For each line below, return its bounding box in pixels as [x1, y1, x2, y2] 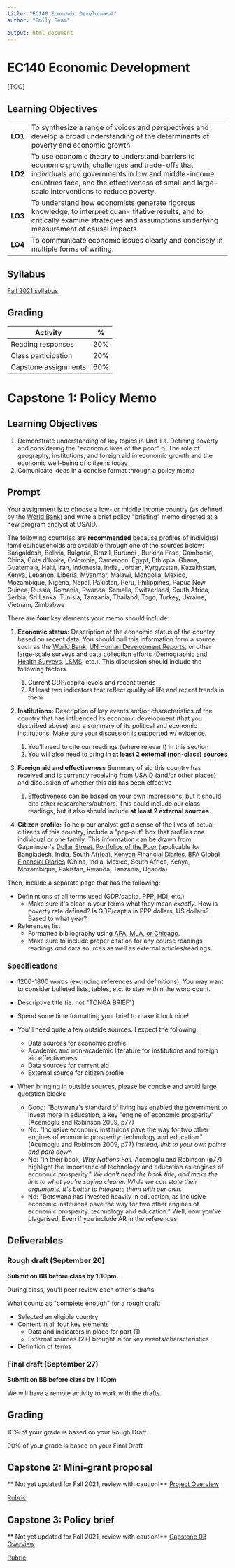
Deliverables [7, 1235, 64, 1247]
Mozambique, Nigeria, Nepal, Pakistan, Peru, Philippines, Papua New [7, 578, 206, 586]
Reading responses [10, 339, 75, 349]
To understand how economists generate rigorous [31, 198, 196, 208]
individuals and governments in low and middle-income [31, 169, 215, 179]
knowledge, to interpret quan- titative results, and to [31, 207, 204, 217]
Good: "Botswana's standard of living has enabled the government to [27, 1103, 227, 1111]
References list [17, 921, 61, 930]
